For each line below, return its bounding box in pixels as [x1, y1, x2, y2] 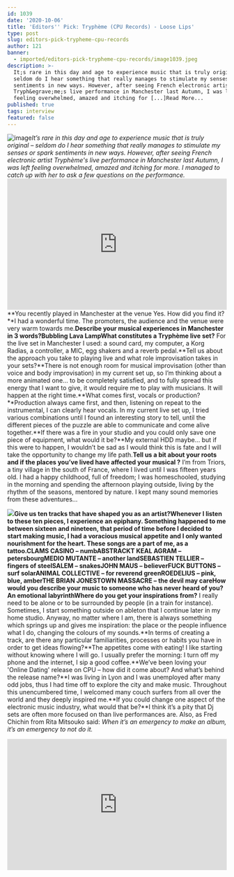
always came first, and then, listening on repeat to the [47, 398, 202, 406]
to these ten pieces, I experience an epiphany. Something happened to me [7, 517, 226, 525]
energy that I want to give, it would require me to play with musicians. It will [7, 383, 223, 392]
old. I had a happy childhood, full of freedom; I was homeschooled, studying [7, 473, 226, 481]
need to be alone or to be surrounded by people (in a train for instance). [7, 599, 214, 607]
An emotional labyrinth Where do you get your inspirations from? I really [7, 591, 218, 599]
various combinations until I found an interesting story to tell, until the [7, 413, 206, 422]
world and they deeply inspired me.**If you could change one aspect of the [7, 695, 226, 704]
